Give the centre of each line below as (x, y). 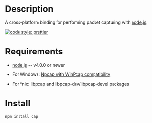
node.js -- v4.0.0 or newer (38, 65)
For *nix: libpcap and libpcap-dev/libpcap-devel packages (70, 84)
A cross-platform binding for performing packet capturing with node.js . (76, 22)
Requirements (34, 52)
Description (29, 9)
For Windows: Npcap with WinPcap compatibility (61, 74)
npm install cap (21, 116)
